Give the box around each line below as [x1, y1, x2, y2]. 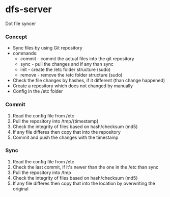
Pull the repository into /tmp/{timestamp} [12, 118, 99, 124]
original [12, 185, 29, 192]
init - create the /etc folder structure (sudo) [20, 66, 111, 72]
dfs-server [5, 4, 52, 15]
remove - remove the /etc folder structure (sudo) [20, 72, 123, 78]
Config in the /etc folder [12, 88, 63, 94]
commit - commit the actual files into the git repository [20, 56, 134, 62]
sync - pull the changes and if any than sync [20, 61, 114, 67]
